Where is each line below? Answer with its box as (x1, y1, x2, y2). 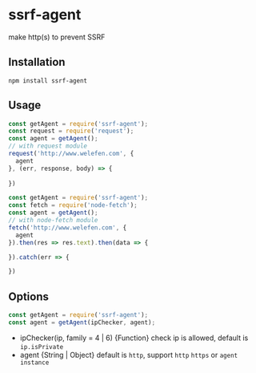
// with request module (8, 142, 88, 150)
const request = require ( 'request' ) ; (8, 127, 134, 136)
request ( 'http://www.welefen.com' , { (8, 150, 134, 158)
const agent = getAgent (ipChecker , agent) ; (8, 318, 156, 326)
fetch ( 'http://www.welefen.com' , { (8, 223, 127, 232)
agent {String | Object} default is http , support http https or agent (19, 350, 238, 359)
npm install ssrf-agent (8, 76, 88, 85)
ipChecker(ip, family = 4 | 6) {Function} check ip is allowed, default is (19, 333, 249, 343)
